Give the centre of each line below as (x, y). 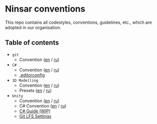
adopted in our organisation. (33, 27)
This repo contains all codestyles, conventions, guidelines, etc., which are (78, 22)
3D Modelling (25, 80)
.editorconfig (32, 75)
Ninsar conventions (45, 9)
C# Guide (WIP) (35, 111)
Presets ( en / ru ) (36, 90)
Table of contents (32, 43)
